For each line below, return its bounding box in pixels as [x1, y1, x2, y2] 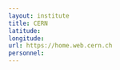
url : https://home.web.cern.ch [8, 42, 113, 50]
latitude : [8, 27, 42, 35]
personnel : [8, 49, 45, 57]
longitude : [8, 34, 45, 43]
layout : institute [8, 11, 70, 20]
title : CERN [8, 19, 48, 27]
